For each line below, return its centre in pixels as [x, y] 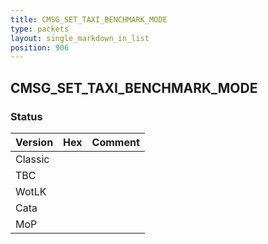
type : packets [40, 29]
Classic [32, 159]
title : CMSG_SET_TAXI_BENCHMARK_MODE [89, 19]
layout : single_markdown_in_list [80, 38]
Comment [115, 142]
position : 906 [40, 47]
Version [34, 142]
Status [26, 116]
